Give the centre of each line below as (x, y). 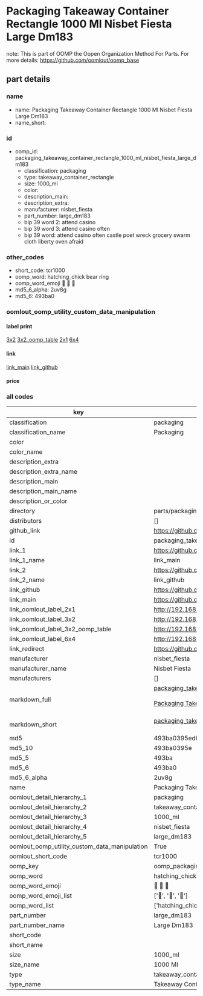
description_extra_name (43, 472)
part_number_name (37, 925)
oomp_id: (27, 151)
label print (19, 326)
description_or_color (38, 501)
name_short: (31, 122)
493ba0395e (173, 748)
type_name (25, 984)
